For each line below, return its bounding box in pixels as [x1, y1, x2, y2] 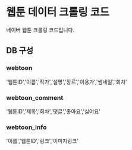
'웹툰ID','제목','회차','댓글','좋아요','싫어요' [6, 108, 101, 115]
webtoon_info [6, 123, 47, 131]
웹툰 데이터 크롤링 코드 [6, 5, 110, 19]
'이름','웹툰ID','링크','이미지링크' [6, 137, 79, 145]
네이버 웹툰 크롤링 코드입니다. [6, 26, 75, 33]
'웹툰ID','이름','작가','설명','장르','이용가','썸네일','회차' [6, 78, 128, 85]
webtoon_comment [6, 93, 64, 102]
